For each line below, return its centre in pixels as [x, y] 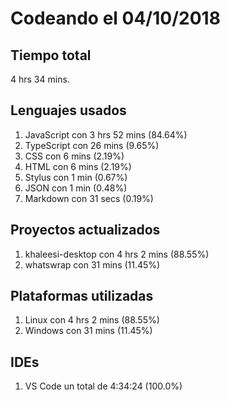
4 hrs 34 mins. [40, 79]
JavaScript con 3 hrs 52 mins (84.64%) [106, 134]
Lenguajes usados [68, 110]
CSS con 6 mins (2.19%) [74, 156]
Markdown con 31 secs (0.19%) [89, 198]
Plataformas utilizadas [82, 296]
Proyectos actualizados [85, 230]
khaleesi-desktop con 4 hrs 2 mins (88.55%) [117, 254]
